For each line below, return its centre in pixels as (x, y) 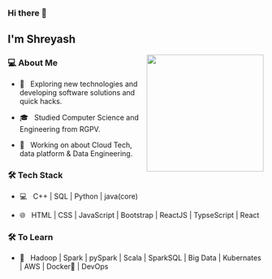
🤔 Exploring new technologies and (78, 84)
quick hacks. (41, 101)
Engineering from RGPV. (60, 129)
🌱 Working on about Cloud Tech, (76, 145)
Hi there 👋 (28, 13)
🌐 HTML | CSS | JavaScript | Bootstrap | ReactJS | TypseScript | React (139, 215)
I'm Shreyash (42, 39)
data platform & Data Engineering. (76, 153)
